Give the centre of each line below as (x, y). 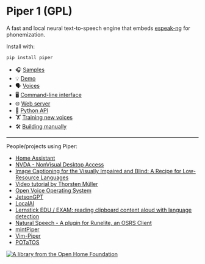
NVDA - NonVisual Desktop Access (59, 164)
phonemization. (26, 34)
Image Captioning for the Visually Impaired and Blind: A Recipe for (98, 171)
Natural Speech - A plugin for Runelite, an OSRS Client (84, 223)
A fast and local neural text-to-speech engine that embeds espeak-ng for (99, 28)
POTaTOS (27, 242)
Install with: (21, 46)
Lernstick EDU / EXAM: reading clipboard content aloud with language (103, 210)
